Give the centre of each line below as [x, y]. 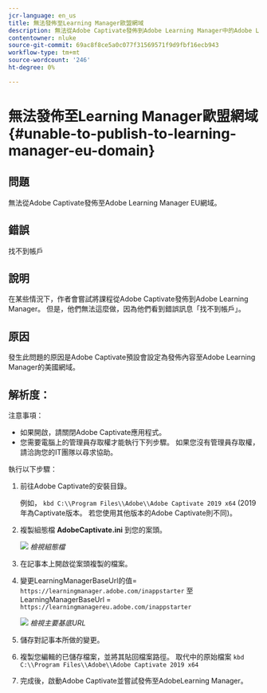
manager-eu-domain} [82, 150]
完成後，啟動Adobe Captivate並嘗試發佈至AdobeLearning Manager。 [134, 681]
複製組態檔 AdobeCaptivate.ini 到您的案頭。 [93, 530]
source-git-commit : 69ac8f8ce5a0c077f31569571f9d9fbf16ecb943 [114, 45]
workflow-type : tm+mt [44, 53]
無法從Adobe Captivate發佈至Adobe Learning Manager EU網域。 [115, 202]
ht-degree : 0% [32, 68]
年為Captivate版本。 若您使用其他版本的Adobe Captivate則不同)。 [128, 513]
